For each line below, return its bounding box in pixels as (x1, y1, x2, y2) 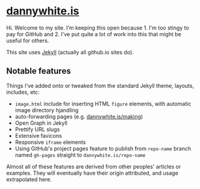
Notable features (6, 66, 71, 76)
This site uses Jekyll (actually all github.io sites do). (6, 48, 134, 55)
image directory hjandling (14, 107, 79, 114)
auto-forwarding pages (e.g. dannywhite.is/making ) (14, 113, 143, 120)
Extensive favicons (14, 132, 62, 139)
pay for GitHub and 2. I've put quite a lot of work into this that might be (6, 30, 182, 37)
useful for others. (6, 37, 49, 44)
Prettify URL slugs (14, 125, 60, 133)
